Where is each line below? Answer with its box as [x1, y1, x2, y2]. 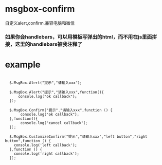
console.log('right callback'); [14, 151, 79, 156]
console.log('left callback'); [14, 143, 77, 147]
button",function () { [5, 138, 51, 143]
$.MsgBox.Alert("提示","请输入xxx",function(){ [9, 90, 104, 94]
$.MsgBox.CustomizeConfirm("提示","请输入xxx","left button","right [9, 134, 147, 139]
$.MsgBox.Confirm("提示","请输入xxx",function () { [9, 108, 113, 112]
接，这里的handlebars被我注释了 [5, 40, 83, 47]
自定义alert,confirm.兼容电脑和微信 [5, 20, 75, 26]
